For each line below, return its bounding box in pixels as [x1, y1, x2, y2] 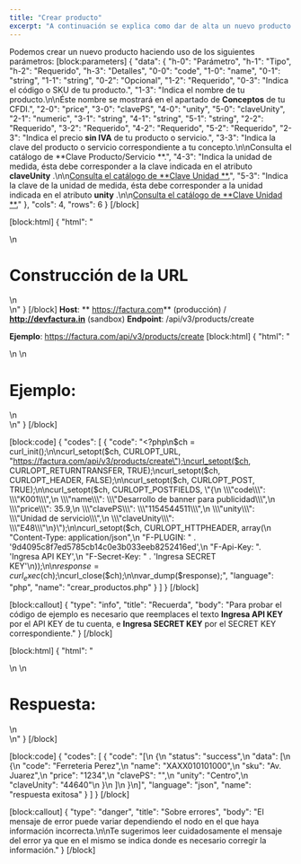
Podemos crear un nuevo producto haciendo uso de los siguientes [9, 46, 255, 57]
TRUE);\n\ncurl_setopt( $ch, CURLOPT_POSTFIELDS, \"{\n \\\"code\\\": [9, 484, 266, 495]
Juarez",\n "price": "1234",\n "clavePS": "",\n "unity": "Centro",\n [9, 770, 249, 781]
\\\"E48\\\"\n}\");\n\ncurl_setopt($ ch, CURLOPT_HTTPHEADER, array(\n [9, 523, 271, 533]
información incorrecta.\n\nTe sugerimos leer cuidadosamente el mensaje [9, 825, 283, 836]
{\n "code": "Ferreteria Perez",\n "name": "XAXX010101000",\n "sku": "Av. [9, 761, 281, 771]
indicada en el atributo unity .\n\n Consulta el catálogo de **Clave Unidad [9, 190, 283, 200]
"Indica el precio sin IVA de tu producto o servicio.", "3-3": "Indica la [22, 132, 276, 143]
